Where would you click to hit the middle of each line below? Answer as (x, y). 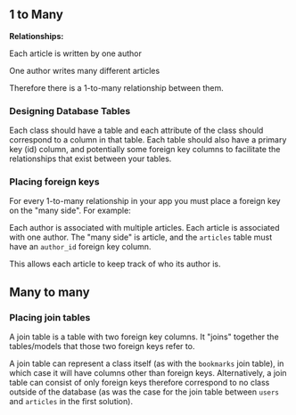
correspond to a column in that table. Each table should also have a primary (148, 140)
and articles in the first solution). (71, 402)
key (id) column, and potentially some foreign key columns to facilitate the (145, 150)
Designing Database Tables (70, 110)
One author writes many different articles (85, 70)
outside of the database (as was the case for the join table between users (144, 392)
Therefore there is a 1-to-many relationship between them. (117, 87)
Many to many (50, 292)
